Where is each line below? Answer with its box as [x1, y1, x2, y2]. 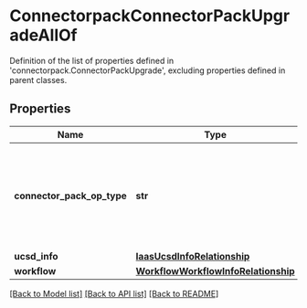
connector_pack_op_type [14, 189, 128, 202]
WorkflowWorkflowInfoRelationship [135, 264, 295, 277]
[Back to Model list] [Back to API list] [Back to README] [9, 288, 219, 299]
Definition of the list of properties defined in [9, 55, 175, 66]
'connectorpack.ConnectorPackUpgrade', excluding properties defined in [9, 65, 286, 76]
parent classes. [9, 74, 68, 85]
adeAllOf [9, 25, 78, 46]
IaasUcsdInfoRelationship [135, 250, 250, 262]
